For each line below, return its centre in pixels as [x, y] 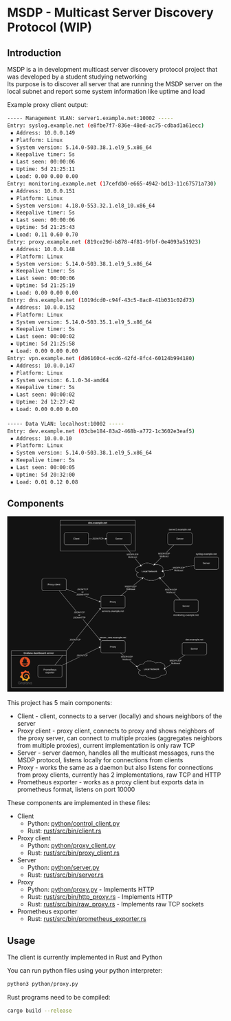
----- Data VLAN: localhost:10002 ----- [66, 424]
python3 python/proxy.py [43, 984]
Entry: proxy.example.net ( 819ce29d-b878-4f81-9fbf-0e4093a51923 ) [104, 242]
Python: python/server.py [63, 868]
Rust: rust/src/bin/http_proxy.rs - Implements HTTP [100, 897]
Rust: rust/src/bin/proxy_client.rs [74, 853]
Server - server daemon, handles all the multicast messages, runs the [116, 753]
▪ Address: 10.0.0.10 [41, 438]
